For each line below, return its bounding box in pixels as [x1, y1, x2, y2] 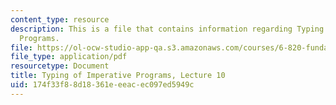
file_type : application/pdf [10, 52, 128, 62]
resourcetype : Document [10, 61, 110, 71]
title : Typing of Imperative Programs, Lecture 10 [10, 71, 226, 81]
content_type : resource [10, 14, 110, 25]
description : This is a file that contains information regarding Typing [10, 24, 325, 34]
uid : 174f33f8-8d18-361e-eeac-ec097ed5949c [10, 80, 195, 90]
